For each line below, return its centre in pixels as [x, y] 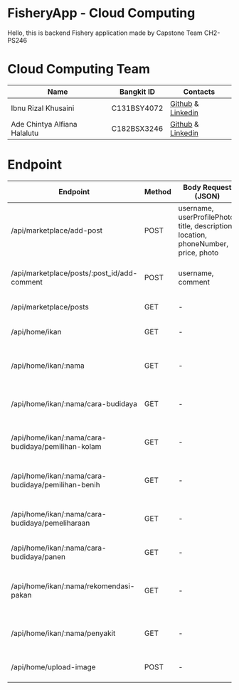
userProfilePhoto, [207, 217]
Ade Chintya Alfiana [44, 124]
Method [158, 191]
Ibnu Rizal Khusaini [43, 108]
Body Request [207, 187]
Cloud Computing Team [79, 69]
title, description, [206, 225]
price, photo [198, 253]
